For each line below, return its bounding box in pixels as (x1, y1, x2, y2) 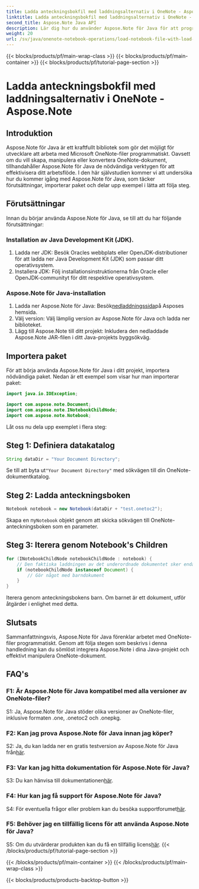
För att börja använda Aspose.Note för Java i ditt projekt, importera (6, 367, 170, 374)
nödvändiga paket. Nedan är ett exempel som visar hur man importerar (6, 373, 179, 380)
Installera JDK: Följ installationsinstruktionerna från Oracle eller (14, 268, 169, 275)
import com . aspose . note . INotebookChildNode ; (6, 407, 118, 413)
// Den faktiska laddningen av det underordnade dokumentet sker (17, 561, 182, 567)
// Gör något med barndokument (27, 572, 105, 578)
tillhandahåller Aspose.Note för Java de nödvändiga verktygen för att (6, 163, 175, 169)
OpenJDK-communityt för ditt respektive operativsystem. (14, 274, 155, 281)
